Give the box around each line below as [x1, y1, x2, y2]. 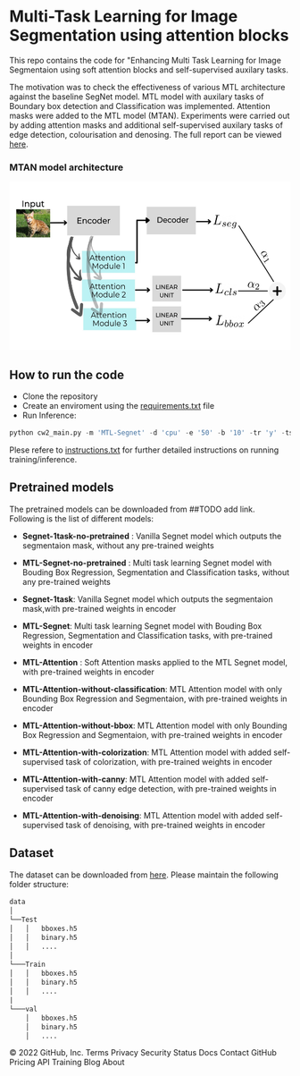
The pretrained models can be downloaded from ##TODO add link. [9, 504, 256, 514]
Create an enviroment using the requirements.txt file [21, 401, 215, 411]
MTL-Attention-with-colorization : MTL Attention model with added [21, 747, 272, 758]
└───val [9, 1004, 38, 1013]
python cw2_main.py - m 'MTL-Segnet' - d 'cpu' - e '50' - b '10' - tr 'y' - [9, 428, 286, 437]
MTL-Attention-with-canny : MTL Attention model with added [21, 774, 250, 784]
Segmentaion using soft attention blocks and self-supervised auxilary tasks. [9, 64, 288, 75]
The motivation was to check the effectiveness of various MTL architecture [9, 81, 286, 92]
